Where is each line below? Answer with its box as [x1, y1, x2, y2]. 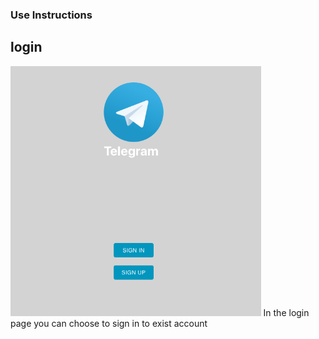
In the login [263, 306, 310, 318]
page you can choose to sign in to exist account [10, 317, 208, 329]
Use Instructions [10, 8, 93, 22]
